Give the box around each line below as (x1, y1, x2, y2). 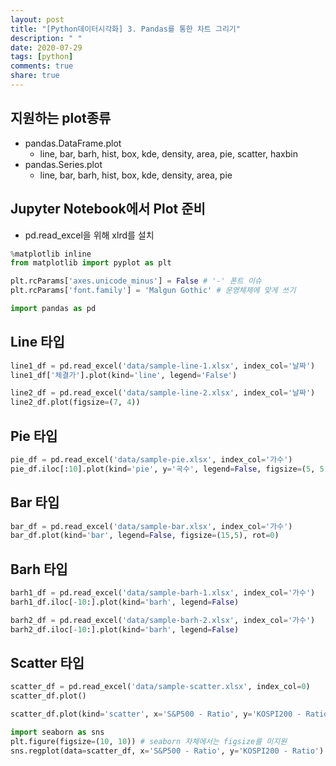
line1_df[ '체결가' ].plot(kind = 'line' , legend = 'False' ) (10, 370, 238, 380)
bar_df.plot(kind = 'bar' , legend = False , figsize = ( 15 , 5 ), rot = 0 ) (10, 531, 280, 541)
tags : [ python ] (10, 52, 74, 62)
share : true (10, 71, 60, 81)
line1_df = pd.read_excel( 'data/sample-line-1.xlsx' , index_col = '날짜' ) (10, 361, 316, 371)
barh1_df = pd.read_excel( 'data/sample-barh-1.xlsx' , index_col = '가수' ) (10, 588, 316, 598)
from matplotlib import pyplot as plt (10, 258, 172, 268)
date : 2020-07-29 (10, 42, 83, 53)
